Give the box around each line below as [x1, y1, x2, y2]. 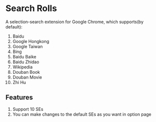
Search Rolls [5, 3, 57, 14]
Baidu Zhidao [12, 59, 39, 65]
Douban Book [12, 69, 40, 75]
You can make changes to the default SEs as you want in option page [12, 111, 152, 117]
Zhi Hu [12, 79, 26, 85]
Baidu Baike [12, 54, 36, 59]
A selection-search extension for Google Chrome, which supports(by [5, 19, 144, 25]
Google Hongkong [12, 38, 50, 44]
